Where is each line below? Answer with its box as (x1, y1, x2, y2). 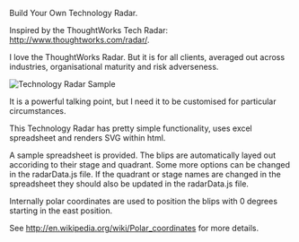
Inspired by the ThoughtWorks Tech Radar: (9, 25, 169, 35)
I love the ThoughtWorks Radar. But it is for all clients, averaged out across (9, 52, 286, 62)
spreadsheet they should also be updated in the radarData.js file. (9, 178, 250, 189)
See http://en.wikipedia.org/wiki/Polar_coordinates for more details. (9, 223, 259, 233)
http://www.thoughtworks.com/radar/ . (9, 35, 150, 45)
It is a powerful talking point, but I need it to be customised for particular (9, 96, 277, 107)
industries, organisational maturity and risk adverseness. (9, 62, 219, 72)
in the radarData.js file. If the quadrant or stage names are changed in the (9, 169, 281, 179)
